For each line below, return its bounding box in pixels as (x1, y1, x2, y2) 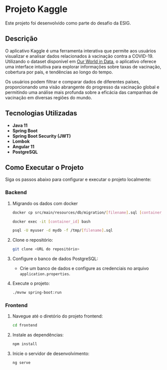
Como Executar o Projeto (5, 163, 84, 172)
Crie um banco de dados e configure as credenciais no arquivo (19, 266, 149, 272)
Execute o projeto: (12, 281, 50, 287)
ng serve (12, 361, 31, 366)
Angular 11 (12, 143, 35, 149)
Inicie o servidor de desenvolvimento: (12, 351, 89, 357)
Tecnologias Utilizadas (5, 109, 78, 118)
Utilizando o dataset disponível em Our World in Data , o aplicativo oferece (5, 58, 157, 64)
